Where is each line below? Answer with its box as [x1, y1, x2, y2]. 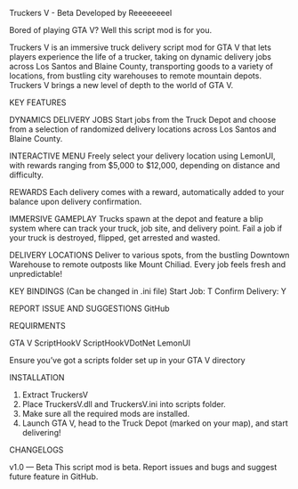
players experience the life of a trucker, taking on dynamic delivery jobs [9, 52, 272, 61]
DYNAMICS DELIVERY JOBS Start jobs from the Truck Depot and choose [9, 115, 277, 125]
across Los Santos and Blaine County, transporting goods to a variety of [9, 61, 274, 71]
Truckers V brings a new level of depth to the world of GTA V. [9, 80, 234, 90]
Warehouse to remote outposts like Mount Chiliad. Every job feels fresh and [9, 259, 286, 270]
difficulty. [9, 169, 44, 180]
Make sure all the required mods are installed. [21, 409, 189, 419]
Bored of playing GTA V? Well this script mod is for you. [9, 25, 213, 35]
